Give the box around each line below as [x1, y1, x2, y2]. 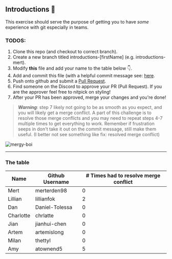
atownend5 [35, 245, 63, 252]
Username [43, 179, 69, 186]
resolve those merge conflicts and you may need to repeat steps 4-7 [17, 115, 163, 121]
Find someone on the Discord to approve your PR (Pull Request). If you [12, 83, 162, 90]
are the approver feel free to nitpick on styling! [12, 89, 111, 95]
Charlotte [8, 212, 31, 219]
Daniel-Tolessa [35, 204, 73, 211]
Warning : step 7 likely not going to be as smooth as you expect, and [17, 104, 162, 111]
